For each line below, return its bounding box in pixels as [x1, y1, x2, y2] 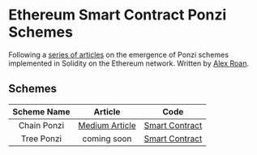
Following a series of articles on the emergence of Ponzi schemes [8, 50, 229, 59]
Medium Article [78, 119, 136, 131]
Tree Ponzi [20, 132, 62, 144]
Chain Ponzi [18, 119, 65, 131]
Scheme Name [12, 105, 71, 117]
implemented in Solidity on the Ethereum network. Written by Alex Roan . [8, 58, 250, 68]
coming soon [82, 132, 132, 144]
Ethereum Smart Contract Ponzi [8, 6, 227, 24]
